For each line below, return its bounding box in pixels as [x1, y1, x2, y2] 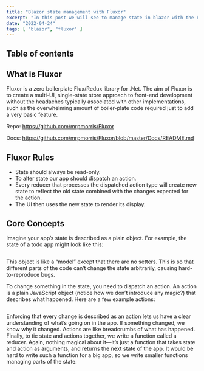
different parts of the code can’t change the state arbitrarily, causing [6, 265, 178, 272]
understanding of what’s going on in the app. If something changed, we [6, 319, 185, 327]
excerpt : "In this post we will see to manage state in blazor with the [6, 15, 194, 21]
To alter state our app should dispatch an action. [15, 175, 137, 182]
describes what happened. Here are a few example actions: [6, 296, 155, 303]
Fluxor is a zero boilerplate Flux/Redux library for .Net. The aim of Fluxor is [6, 85, 192, 92]
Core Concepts [6, 218, 65, 229]
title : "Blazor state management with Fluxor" [6, 9, 126, 15]
